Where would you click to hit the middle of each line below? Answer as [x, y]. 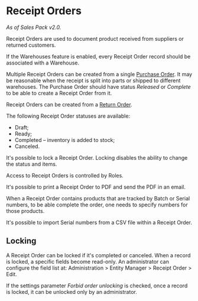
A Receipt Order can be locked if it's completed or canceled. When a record [98, 255]
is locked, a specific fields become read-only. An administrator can [88, 261]
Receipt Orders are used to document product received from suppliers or [95, 38]
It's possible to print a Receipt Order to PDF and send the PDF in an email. [96, 187]
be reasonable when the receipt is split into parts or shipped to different [93, 80]
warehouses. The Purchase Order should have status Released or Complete [98, 86]
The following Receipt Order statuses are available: [68, 116]
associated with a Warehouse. [43, 63]
